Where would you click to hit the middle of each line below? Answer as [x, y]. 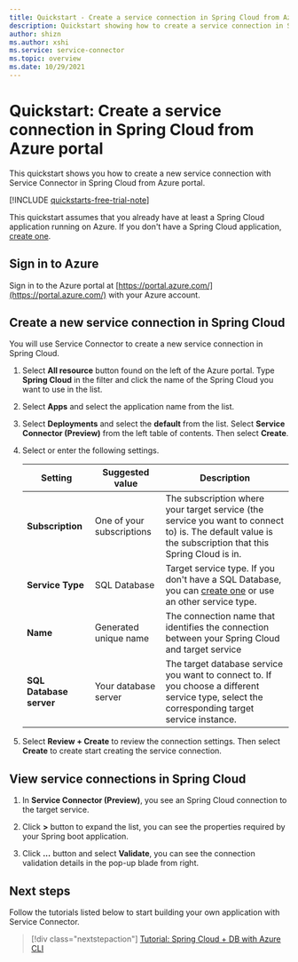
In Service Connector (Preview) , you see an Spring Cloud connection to [154, 800]
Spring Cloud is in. [204, 554]
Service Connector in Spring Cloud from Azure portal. [107, 182]
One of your [119, 521]
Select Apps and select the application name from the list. [128, 407]
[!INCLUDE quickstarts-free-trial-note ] [79, 200]
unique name [122, 639]
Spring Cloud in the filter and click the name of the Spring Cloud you [148, 380]
